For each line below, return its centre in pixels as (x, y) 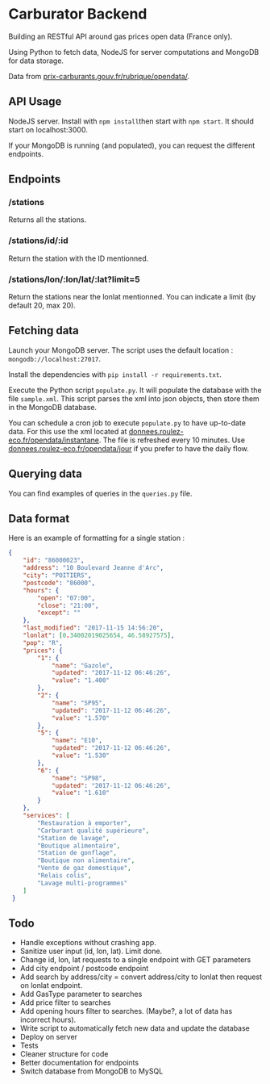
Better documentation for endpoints (79, 1063)
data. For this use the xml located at (68, 431)
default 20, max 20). (42, 306)
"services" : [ (46, 816)
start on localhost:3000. (48, 129)
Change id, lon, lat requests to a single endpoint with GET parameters (135, 960)
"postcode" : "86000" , (59, 583)
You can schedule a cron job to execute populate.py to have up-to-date (127, 423)
